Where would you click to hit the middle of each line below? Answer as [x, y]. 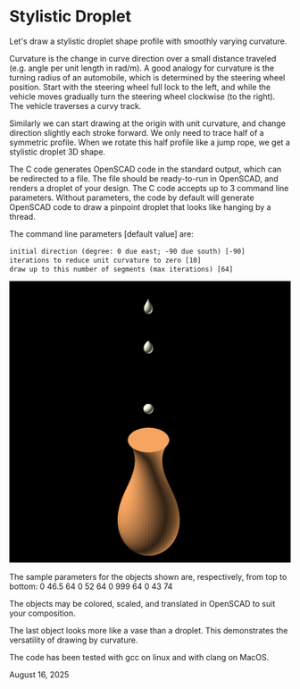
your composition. [42, 613]
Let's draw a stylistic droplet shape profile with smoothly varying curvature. [148, 41]
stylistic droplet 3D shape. [57, 151]
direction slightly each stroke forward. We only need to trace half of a [137, 132]
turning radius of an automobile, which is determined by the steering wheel [147, 77]
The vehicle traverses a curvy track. [75, 105]
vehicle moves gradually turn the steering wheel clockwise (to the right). [142, 97]
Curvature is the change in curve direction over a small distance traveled [143, 58]
